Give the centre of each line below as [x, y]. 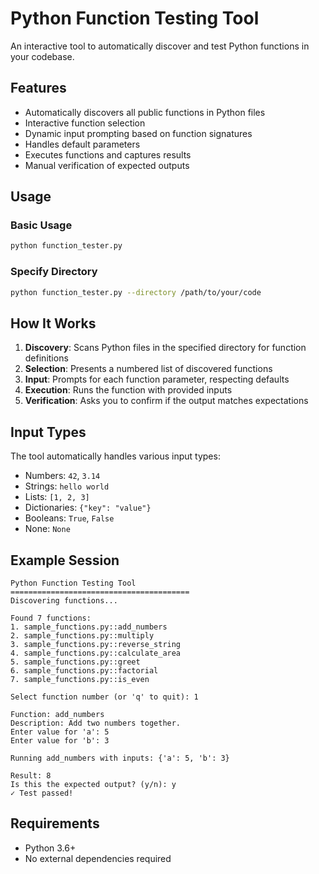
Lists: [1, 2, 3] [57, 497]
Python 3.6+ [50, 848]
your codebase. [42, 56]
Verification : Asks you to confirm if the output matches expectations [166, 401]
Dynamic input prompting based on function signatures [138, 133]
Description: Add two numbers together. [96, 723]
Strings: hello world [67, 486]
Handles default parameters [82, 144]
